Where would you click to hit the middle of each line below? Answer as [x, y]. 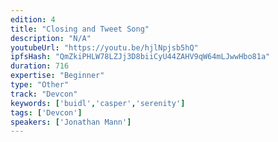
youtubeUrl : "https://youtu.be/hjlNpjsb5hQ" [104, 47]
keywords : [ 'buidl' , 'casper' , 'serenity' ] [98, 103]
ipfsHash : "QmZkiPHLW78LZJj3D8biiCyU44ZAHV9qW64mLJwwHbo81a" [140, 57]
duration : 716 [40, 66]
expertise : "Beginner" [57, 76]
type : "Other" [40, 85]
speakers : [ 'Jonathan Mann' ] [71, 122]
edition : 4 [33, 19]
